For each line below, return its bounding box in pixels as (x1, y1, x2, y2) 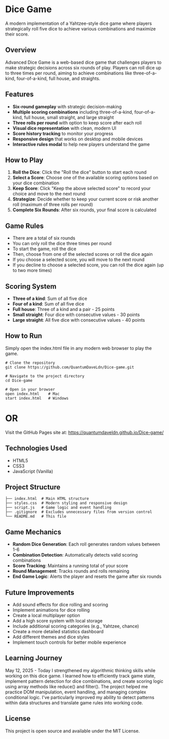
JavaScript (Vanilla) (12, 468, 53, 474)
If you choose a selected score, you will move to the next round (12, 257, 145, 263)
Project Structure (5, 483, 61, 491)
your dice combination (12, 180, 60, 186)
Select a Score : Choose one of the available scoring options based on (12, 175, 158, 181)
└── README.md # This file (5, 514, 67, 519)
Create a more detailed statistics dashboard (12, 629, 104, 634)
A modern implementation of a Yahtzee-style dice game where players (5, 20, 152, 26)
